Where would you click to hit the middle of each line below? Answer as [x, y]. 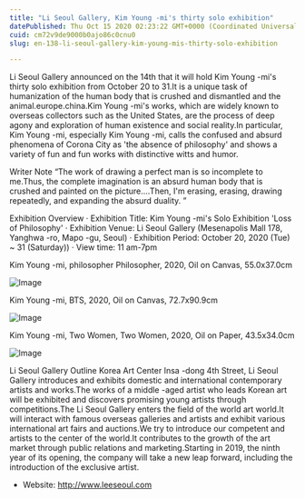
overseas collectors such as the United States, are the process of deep [142, 115]
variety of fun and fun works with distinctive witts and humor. [124, 155]
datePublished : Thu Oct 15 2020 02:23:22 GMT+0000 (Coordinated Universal [154, 26]
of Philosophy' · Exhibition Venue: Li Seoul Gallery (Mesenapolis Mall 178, [146, 228]
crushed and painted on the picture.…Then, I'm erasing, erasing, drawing [146, 191]
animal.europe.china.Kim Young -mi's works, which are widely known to [144, 106]
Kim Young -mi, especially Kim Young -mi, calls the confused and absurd [146, 135]
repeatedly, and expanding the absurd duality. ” [98, 201]
